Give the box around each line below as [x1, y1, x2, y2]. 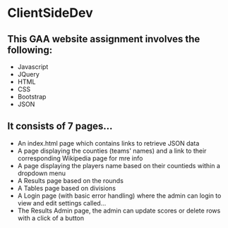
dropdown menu [17, 169, 66, 177]
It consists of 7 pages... [7, 120, 113, 132]
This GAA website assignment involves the [7, 33, 200, 45]
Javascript [17, 63, 49, 71]
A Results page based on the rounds [17, 176, 124, 184]
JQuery [17, 70, 40, 78]
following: [7, 44, 53, 56]
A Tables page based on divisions [17, 184, 116, 192]
